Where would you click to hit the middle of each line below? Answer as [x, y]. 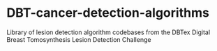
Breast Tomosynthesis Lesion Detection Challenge [79, 39]
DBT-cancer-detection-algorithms [108, 13]
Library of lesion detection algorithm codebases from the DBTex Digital [108, 32]
